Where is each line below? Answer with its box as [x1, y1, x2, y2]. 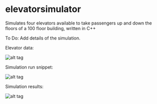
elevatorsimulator [5, 3, 82, 15]
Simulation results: [5, 83, 44, 89]
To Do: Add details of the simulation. [5, 35, 81, 41]
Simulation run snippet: [5, 64, 53, 70]
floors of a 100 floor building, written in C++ [5, 25, 96, 31]
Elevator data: [5, 44, 34, 50]
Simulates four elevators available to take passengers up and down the [5, 20, 152, 26]
